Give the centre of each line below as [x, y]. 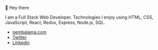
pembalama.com [29, 32]
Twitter [20, 37]
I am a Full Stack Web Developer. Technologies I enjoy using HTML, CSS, [79, 17]
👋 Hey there [17, 8]
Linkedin [21, 43]
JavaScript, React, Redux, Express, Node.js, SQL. [55, 23]
